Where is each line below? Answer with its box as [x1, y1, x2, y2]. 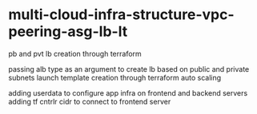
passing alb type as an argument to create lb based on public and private [8, 64, 250, 73]
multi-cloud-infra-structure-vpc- [8, 6, 235, 24]
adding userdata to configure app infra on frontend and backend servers [8, 88, 248, 97]
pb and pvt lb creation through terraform [8, 49, 142, 58]
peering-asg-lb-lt [8, 22, 128, 41]
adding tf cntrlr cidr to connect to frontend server [8, 96, 171, 106]
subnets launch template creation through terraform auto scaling [8, 73, 222, 82]
